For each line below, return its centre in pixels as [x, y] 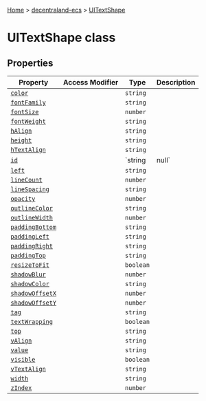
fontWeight [28, 121]
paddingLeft [30, 237]
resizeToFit [30, 265]
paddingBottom [34, 227]
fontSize [25, 112]
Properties [30, 63]
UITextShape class [61, 38]
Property [33, 82]
